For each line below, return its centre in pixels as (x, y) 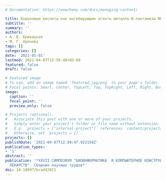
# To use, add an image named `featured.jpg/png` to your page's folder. (83, 83)
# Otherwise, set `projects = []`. (44, 133)
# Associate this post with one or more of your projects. (69, 119)
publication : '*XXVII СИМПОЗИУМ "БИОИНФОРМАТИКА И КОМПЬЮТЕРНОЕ (74, 161)
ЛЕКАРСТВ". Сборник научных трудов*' (48, 165)
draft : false (19, 69)
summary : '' (17, 28)
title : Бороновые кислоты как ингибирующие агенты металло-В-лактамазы (80, 19)
